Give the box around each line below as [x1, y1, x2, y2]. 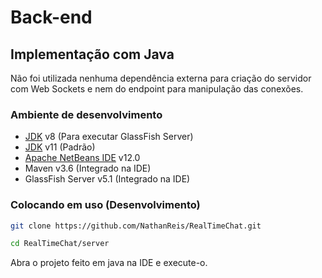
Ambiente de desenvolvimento [10, 107, 163, 121]
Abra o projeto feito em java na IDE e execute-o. [10, 257, 208, 269]
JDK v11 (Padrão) [24, 141, 96, 153]
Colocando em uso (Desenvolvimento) [10, 198, 201, 212]
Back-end [10, 6, 93, 29]
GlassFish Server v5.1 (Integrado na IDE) [24, 173, 191, 185]
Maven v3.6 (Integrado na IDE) [24, 162, 152, 175]
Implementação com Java [10, 46, 175, 63]
